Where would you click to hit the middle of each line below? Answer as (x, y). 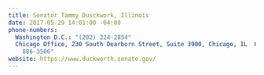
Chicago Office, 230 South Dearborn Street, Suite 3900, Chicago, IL (131, 45)
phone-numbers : (33, 30)
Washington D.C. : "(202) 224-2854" (73, 37)
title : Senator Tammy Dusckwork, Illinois (79, 15)
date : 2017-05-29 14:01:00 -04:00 (65, 23)
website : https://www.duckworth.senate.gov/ (82, 59)
